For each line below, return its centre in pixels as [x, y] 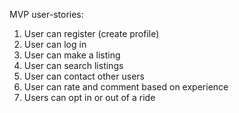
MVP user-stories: [46, 14]
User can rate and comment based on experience [126, 87]
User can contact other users [84, 76]
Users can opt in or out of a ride [89, 97]
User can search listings [73, 65]
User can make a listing [72, 55]
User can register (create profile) [91, 33]
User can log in [55, 44]
